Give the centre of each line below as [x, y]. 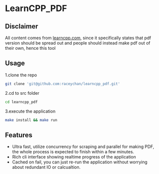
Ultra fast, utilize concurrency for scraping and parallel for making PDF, [83, 147]
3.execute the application [30, 111]
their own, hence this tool [30, 48]
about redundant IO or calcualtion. [46, 167]
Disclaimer [22, 26]
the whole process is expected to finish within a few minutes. [73, 152]
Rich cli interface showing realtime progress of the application [74, 157]
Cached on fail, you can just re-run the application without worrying [80, 162]
